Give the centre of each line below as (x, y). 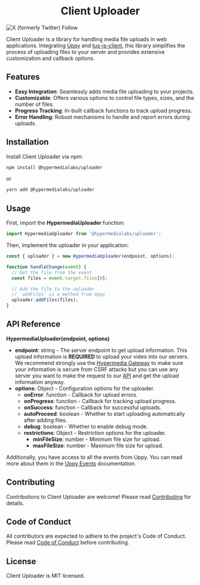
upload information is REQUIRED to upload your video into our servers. (102, 357)
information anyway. (40, 382)
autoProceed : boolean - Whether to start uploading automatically (104, 413)
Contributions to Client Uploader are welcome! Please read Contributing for (99, 496)
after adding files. (45, 420)
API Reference (33, 324)
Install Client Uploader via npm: (45, 156)
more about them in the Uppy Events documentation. (71, 463)
